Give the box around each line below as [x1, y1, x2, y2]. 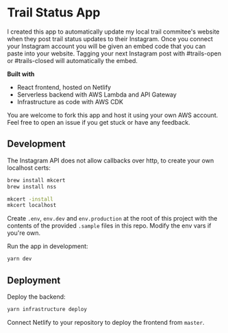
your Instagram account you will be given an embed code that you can [7, 42, 206, 50]
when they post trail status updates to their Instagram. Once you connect [7, 34, 214, 42]
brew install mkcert [7, 177, 66, 184]
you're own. [7, 229, 41, 237]
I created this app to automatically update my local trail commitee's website [7, 27, 220, 36]
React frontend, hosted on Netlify [16, 83, 112, 91]
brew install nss [7, 183, 57, 190]
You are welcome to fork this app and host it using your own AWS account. [7, 111, 218, 119]
